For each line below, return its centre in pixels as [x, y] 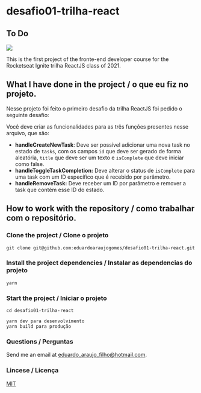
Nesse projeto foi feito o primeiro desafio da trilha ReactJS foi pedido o [94, 108]
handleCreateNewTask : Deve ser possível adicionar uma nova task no [103, 145]
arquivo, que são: [28, 133]
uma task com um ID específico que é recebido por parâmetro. [93, 177]
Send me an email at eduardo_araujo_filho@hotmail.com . [77, 355]
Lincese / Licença [32, 371]
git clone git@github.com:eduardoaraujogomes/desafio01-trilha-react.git [101, 248]
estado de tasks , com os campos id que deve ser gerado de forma [98, 151]
